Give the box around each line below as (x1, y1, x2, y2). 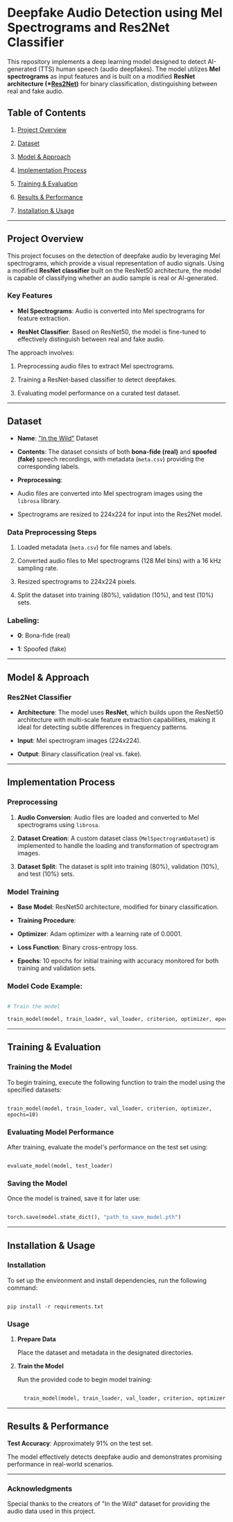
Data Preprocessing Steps (7, 527, 97, 537)
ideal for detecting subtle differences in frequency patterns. (17, 723, 189, 731)
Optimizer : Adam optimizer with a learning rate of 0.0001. (17, 929, 182, 938)
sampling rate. (17, 564, 59, 572)
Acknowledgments (7, 1484, 73, 1494)
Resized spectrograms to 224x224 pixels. (17, 577, 137, 585)
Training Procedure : (17, 916, 76, 924)
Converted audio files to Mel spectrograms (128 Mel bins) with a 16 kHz (17, 556, 222, 564)
